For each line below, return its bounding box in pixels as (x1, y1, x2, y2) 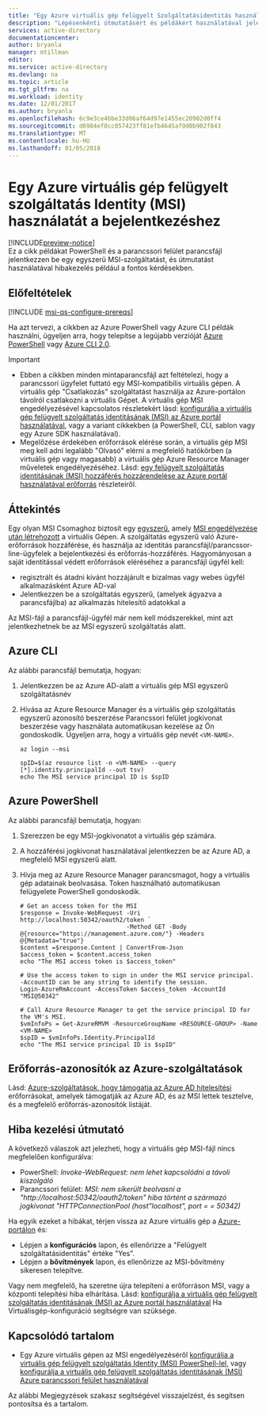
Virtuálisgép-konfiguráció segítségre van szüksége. (8, 1306, 177, 1315)
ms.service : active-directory (8, 63, 108, 71)
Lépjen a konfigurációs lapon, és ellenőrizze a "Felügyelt (19, 1240, 207, 1250)
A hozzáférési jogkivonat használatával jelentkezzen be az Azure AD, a (19, 846, 251, 855)
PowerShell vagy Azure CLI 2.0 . (8, 340, 112, 349)
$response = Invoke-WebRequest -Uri (19, 908, 141, 917)
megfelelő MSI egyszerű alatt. (19, 855, 117, 864)
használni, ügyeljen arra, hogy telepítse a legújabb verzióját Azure (8, 331, 223, 341)
